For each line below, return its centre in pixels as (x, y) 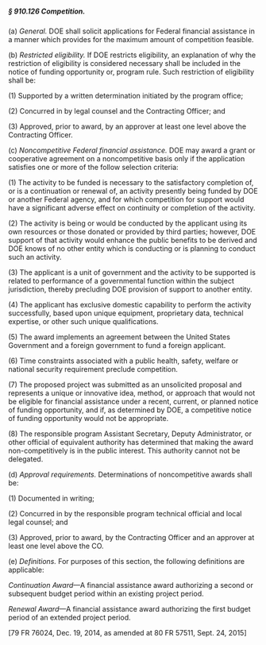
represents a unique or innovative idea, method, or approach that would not (132, 392)
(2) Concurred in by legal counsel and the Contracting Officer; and (117, 110)
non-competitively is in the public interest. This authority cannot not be (124, 450)
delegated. (26, 459)
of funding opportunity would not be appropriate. (89, 418)
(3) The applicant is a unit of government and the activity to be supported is (132, 272)
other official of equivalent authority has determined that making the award (131, 442)
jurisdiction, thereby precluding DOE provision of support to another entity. (130, 289)
